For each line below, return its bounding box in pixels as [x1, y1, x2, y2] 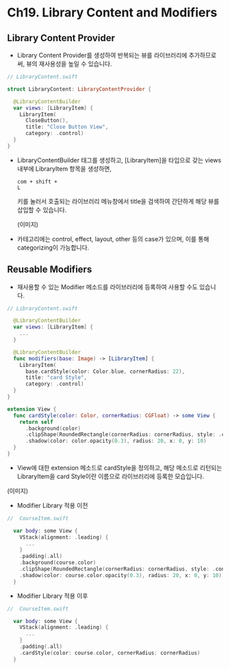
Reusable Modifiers [7, 264, 92, 276]
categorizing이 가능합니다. [16, 243, 90, 252]
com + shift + [16, 178, 57, 185]
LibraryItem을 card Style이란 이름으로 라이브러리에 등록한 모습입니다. [16, 472, 205, 481]
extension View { [7, 406, 57, 413]
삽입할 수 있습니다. [16, 206, 67, 214]
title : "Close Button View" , [25, 123, 109, 131]
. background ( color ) [25, 425, 81, 432]
